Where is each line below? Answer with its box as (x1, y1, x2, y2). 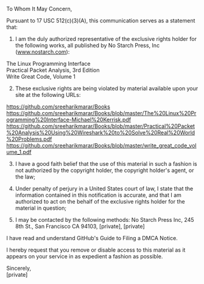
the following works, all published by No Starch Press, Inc (15, 42, 160, 49)
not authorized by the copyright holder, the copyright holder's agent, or (15, 167, 194, 174)
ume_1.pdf (6, 149, 32, 155)
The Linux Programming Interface (6, 60, 91, 67)
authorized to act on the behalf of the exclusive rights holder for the (15, 198, 185, 205)
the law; (15, 173, 35, 180)
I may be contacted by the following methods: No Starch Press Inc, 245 (15, 216, 194, 223)
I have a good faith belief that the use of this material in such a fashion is (15, 160, 197, 167)
